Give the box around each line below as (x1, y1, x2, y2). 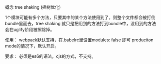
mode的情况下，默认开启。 (5, 43, 59, 48)
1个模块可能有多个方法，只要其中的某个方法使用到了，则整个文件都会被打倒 (5, 15, 156, 20)
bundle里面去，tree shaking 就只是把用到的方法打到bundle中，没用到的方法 (5, 21, 156, 26)
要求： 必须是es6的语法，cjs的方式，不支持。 (5, 53, 96, 59)
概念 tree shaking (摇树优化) (5, 4, 61, 10)
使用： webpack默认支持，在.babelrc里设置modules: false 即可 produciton (5, 37, 154, 43)
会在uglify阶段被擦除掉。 (5, 27, 55, 32)
